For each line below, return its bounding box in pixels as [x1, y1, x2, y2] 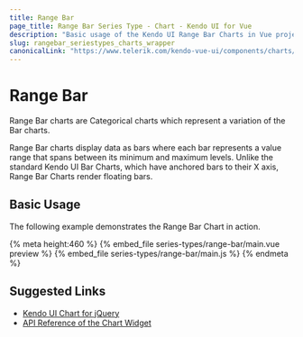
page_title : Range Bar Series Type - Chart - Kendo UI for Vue [9, 22, 252, 31]
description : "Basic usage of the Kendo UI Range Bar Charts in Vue [9, 30, 272, 39]
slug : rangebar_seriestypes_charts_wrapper [9, 38, 176, 48]
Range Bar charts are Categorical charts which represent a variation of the [9, 115, 286, 126]
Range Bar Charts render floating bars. [9, 171, 153, 182]
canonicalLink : [9, 47, 67, 56]
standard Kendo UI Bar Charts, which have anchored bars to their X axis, [9, 161, 280, 172]
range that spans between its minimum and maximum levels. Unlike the [9, 152, 273, 163]
